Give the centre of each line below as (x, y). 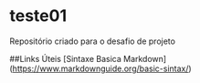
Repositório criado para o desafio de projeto (93, 41)
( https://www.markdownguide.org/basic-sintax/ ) (100, 68)
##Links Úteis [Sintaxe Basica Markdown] (88, 58)
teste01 (38, 16)
